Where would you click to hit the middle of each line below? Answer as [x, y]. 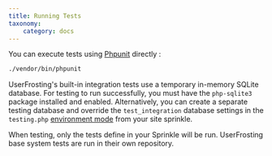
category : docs [49, 31]
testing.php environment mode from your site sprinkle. [101, 119]
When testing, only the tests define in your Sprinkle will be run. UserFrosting [136, 135]
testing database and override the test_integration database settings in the [136, 110]
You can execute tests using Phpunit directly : [85, 54]
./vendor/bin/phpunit [45, 69]
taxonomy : [25, 24]
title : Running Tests [45, 16]
